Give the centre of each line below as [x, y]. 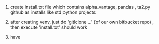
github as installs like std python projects [53, 12]
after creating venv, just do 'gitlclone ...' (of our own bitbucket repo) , [82, 22]
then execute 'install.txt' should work [49, 27]
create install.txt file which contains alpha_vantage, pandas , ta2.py [80, 7]
